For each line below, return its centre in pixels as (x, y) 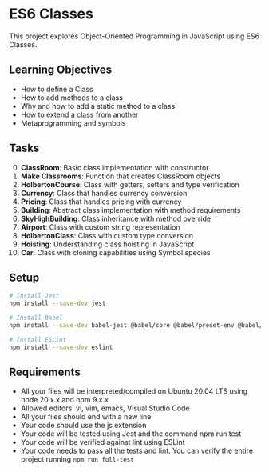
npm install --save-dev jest (57, 304)
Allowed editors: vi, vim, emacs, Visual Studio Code (105, 408)
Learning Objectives (61, 70)
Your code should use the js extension (83, 426)
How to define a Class (57, 89)
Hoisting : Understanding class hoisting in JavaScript (107, 244)
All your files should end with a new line (86, 417)
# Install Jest (34, 296)
